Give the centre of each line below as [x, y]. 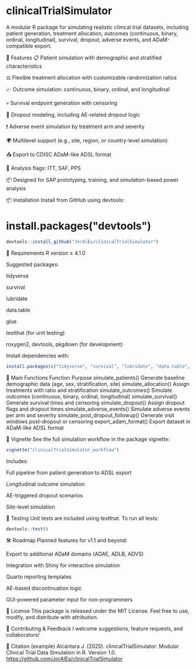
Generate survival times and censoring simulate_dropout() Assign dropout [95, 403]
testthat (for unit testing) [36, 333]
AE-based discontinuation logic [44, 588]
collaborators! [23, 635]
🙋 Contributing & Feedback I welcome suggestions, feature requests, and [94, 629]
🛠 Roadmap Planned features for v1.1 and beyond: [67, 540]
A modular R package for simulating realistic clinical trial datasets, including [97, 27]
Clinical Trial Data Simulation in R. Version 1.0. [61, 653]
